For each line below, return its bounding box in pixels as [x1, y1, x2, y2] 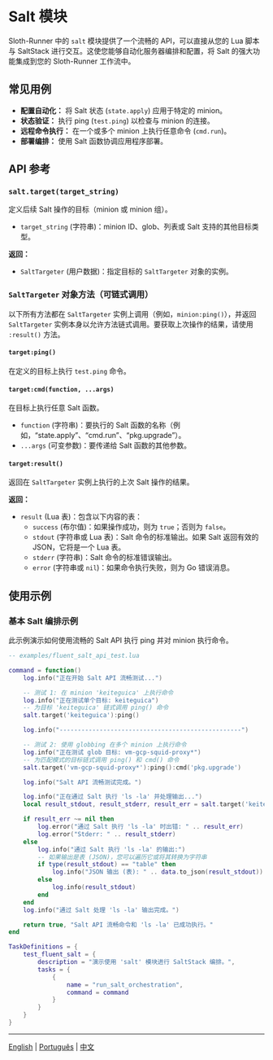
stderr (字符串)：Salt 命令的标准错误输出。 [32, 553, 176, 563]
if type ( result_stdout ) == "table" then [37, 861, 176, 869]
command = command [66, 988, 129, 996]
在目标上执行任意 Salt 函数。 [8, 403, 104, 413]
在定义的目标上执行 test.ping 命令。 [8, 366, 132, 375]
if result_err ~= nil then [23, 815, 115, 823]
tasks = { [37, 966, 71, 974]
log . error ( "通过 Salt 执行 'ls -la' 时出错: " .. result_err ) [37, 823, 244, 831]
